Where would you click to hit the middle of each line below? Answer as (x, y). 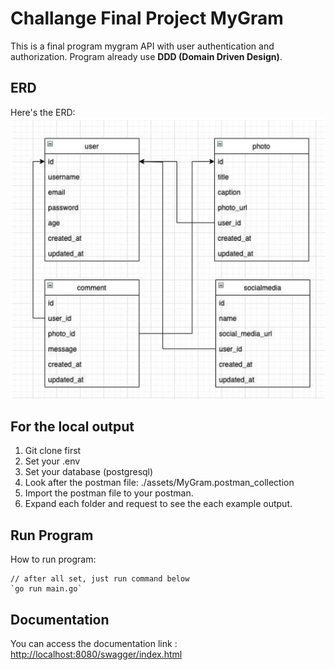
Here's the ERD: (43, 112)
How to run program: (53, 559)
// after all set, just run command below (100, 579)
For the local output (72, 426)
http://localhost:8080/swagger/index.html (96, 654)
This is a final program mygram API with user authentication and (142, 46)
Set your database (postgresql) (89, 472)
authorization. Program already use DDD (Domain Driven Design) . (146, 56)
